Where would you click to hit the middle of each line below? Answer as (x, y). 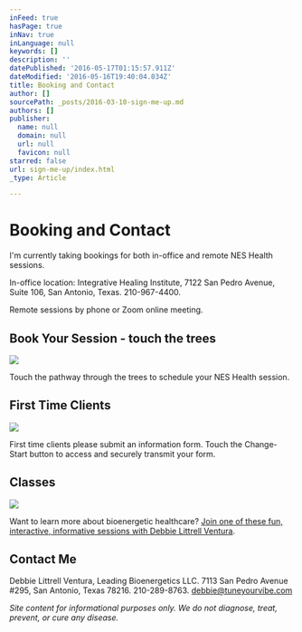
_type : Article (38, 177)
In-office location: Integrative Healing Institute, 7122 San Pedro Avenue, (142, 282)
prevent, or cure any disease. (64, 618)
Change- (260, 444)
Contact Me (43, 559)
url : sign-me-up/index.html (62, 169)
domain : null (42, 136)
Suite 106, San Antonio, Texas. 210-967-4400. (95, 292)
